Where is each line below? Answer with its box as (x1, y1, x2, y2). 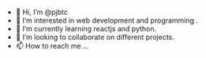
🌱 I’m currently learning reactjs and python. (15, 24, 157, 33)
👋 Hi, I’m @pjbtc (15, 8, 69, 16)
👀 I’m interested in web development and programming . (15, 16, 199, 25)
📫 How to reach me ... (15, 42, 89, 50)
